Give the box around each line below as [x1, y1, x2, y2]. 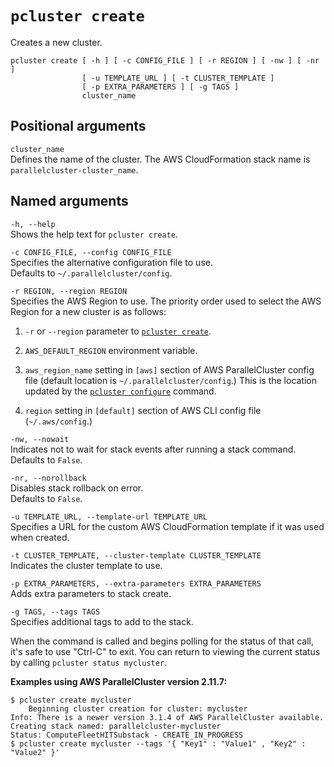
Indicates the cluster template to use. [10, 559, 163, 571]
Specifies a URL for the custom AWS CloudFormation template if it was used [10, 520, 325, 532]
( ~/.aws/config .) [24, 415, 93, 427]
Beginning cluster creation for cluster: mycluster [28, 703, 248, 714]
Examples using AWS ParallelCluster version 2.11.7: [10, 675, 228, 687]
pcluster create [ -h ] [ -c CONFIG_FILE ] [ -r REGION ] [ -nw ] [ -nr [10, 55, 320, 66]
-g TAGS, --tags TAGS [10, 607, 101, 617]
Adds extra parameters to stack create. [10, 587, 172, 599]
